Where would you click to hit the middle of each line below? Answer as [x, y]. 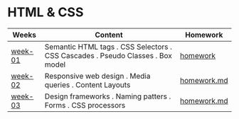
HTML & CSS [46, 12]
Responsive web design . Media [97, 76]
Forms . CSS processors [85, 105]
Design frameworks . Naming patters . [108, 96]
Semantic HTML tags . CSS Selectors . [108, 47]
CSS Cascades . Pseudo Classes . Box [108, 55]
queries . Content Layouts [87, 84]
